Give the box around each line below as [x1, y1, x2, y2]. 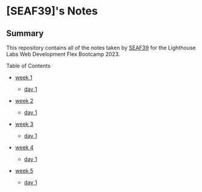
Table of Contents [6, 62, 51, 69]
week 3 [14, 120, 34, 128]
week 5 [14, 167, 34, 174]
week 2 [14, 98, 34, 104]
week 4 [14, 144, 34, 151]
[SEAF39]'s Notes [6, 4, 98, 18]
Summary [6, 28, 44, 39]
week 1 [14, 74, 33, 81]
